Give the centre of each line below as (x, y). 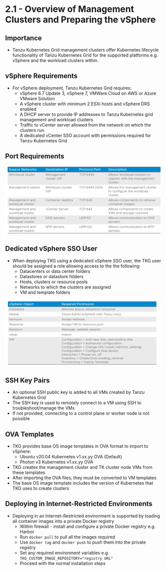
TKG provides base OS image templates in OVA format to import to (80, 446)
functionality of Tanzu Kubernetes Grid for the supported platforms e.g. (85, 55)
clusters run (32, 130)
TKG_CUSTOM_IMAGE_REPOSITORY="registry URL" (66, 558)
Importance (24, 38)
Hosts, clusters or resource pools (54, 282)
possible (21, 419)
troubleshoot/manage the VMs (43, 408)
